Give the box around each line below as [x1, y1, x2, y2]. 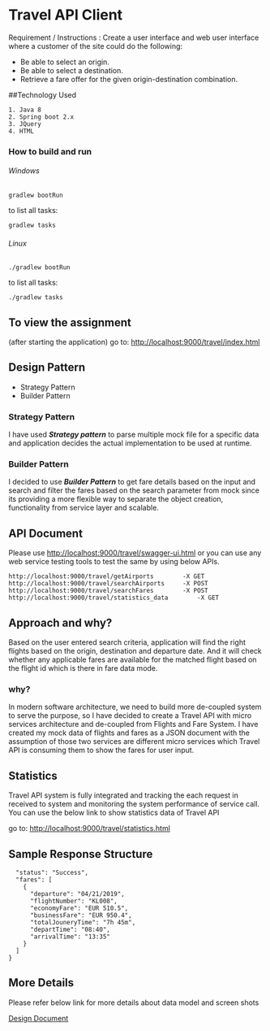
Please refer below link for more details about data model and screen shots [8, 998, 259, 1007]
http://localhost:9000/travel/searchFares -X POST [8, 587, 208, 595]
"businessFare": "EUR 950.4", [29, 911, 132, 920]
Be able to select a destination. [19, 65, 124, 75]
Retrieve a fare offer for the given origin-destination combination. [19, 74, 238, 84]
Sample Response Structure [8, 847, 153, 861]
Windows [8, 166, 41, 176]
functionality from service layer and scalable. [8, 502, 160, 513]
